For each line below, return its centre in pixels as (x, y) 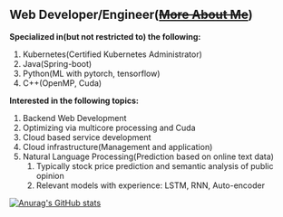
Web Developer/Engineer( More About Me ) (131, 15)
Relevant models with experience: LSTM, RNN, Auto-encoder (151, 185)
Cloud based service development (87, 137)
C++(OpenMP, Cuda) (62, 83)
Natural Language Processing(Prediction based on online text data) (148, 156)
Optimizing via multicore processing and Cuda (109, 127)
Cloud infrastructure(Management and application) (117, 146)
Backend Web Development (74, 118)
